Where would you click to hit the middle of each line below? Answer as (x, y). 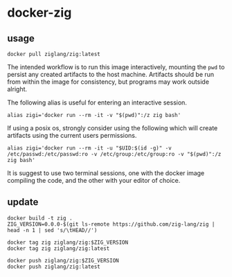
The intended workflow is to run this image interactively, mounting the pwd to (116, 67)
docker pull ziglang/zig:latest (54, 54)
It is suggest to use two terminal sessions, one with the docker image (106, 173)
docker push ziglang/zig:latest (54, 267)
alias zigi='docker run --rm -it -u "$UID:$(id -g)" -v (89, 148)
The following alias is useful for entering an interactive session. (97, 102)
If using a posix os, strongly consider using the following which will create (113, 128)
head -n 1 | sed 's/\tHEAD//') (52, 230)
